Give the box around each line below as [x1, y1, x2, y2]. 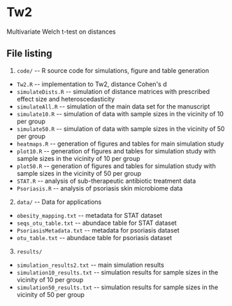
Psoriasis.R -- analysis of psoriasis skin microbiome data [16, 183, 183, 193]
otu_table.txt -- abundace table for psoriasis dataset [16, 233, 173, 242]
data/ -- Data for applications [16, 197, 102, 206]
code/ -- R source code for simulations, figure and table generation [16, 66, 210, 74]
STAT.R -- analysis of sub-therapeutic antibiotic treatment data [16, 176, 196, 185]
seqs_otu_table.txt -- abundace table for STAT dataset [16, 218, 177, 227]
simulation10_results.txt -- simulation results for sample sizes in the [16, 267, 219, 277]
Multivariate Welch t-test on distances [6, 27, 116, 36]
